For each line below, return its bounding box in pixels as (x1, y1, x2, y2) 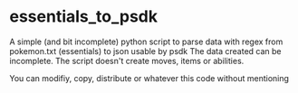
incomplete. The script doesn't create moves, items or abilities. (9, 55, 245, 66)
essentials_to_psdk (9, 6, 159, 27)
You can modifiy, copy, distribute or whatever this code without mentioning (9, 72, 290, 83)
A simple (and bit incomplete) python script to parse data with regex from (9, 36, 284, 47)
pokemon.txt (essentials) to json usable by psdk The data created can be (9, 45, 283, 56)
